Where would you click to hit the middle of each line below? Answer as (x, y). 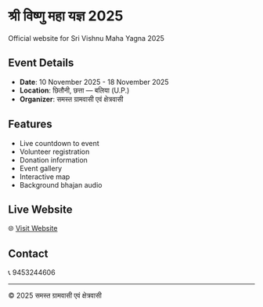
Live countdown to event (59, 143)
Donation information (54, 159)
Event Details (41, 63)
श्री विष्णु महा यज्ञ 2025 (66, 16)
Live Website (40, 209)
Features (30, 124)
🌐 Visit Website (33, 228)
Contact (28, 253)
